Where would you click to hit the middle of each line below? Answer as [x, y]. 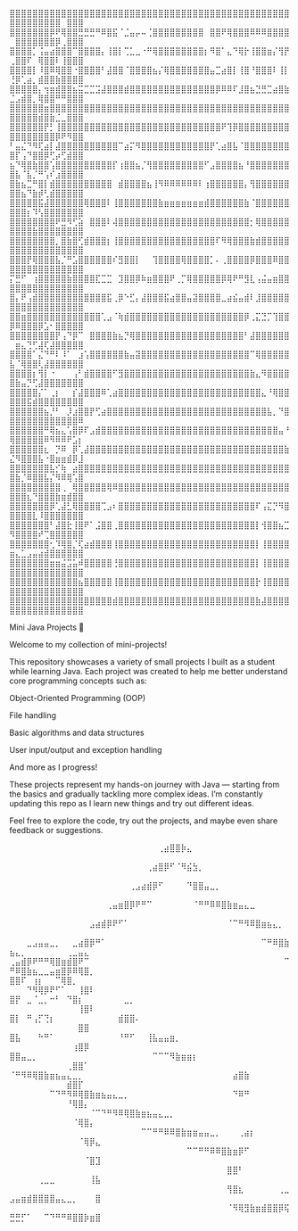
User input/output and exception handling [86, 750]
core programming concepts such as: [78, 681]
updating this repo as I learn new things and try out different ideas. [132, 803]
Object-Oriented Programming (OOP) [77, 698]
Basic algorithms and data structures [77, 732]
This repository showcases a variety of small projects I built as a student [142, 662]
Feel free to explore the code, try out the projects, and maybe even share [144, 821]
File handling [33, 715]
